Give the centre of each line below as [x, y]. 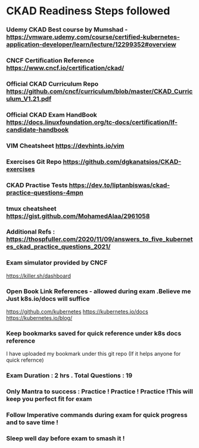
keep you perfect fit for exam [49, 399]
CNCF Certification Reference [50, 61]
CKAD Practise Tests [37, 185]
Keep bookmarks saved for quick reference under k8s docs [94, 333]
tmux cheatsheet [31, 209]
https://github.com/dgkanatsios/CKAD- [122, 161]
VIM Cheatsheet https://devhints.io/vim [65, 145]
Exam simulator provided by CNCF [57, 263]
